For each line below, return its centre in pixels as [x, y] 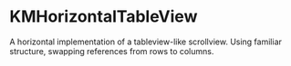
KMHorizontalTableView [104, 17]
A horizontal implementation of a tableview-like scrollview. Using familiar [146, 42]
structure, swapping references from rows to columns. [112, 51]
